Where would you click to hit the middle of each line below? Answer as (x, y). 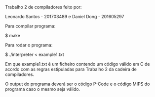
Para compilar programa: (30, 26)
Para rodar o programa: (29, 45)
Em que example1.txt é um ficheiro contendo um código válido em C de (77, 64)
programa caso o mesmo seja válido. (43, 89)
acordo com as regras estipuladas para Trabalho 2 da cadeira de (71, 69)
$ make (13, 36)
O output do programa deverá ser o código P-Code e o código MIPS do (77, 84)
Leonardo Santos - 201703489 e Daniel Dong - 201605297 (65, 16)
